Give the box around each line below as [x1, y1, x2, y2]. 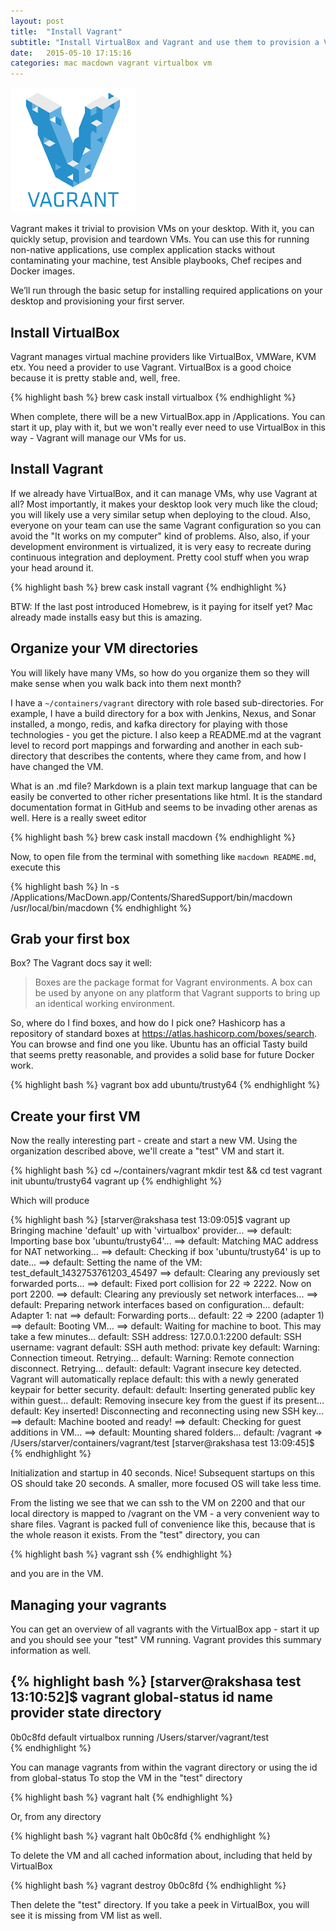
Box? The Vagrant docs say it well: [10, 957, 152, 969]
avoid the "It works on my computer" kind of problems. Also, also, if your [10, 530, 310, 542]
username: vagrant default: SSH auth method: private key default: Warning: [10, 1341, 321, 1354]
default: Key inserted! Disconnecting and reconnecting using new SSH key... [10, 1405, 325, 1417]
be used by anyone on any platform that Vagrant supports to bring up [34, 987, 321, 999]
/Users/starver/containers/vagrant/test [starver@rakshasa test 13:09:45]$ [10, 1437, 315, 1449]
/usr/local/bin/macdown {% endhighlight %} [10, 901, 192, 914]
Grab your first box [10, 930, 131, 947]
